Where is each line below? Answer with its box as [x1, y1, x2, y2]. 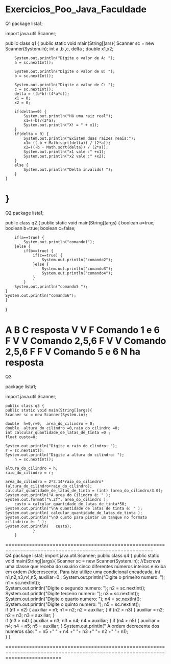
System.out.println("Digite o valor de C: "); [14, 82, 115, 87]
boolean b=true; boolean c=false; [5, 225, 76, 231]
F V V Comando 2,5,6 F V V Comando [5, 335, 166, 347]
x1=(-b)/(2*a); [23, 118, 56, 123]
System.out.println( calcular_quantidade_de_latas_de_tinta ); [5, 510, 143, 516]
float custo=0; [5, 435, 38, 440]
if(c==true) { [32, 252, 63, 258]
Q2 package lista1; [5, 210, 44, 216]
